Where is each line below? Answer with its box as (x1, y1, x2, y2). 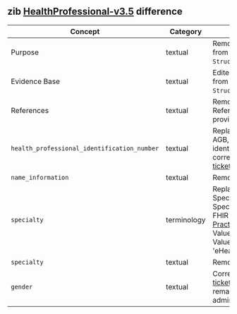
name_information (11, 173, 69, 181)
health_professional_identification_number (11, 144, 159, 152)
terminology (165, 215, 206, 224)
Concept (70, 26, 100, 36)
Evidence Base (11, 76, 61, 86)
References (11, 105, 49, 115)
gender (11, 282, 33, 291)
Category (169, 26, 202, 36)
